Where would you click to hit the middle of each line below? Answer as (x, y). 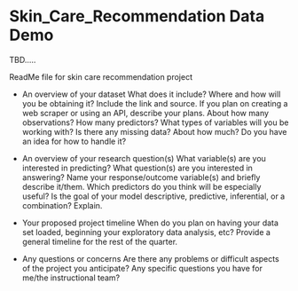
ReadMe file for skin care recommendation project (101, 76)
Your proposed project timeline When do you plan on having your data (150, 223)
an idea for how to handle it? (74, 141)
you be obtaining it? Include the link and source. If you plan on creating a (155, 103)
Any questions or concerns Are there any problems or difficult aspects (150, 258)
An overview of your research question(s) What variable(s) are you (144, 158)
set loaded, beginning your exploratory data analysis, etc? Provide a (146, 232)
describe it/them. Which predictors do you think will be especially (141, 186)
